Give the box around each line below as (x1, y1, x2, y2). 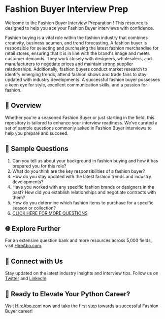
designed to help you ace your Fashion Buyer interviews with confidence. (5, 25, 154, 31)
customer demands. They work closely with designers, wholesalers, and (5, 55, 152, 61)
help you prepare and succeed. (5, 130, 69, 136)
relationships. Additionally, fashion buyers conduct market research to (5, 66, 148, 72)
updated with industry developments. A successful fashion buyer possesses (5, 77, 160, 82)
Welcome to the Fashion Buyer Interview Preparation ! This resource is (5, 20, 148, 26)
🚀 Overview (5, 101, 41, 110)
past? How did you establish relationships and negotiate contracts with (12, 189, 156, 195)
